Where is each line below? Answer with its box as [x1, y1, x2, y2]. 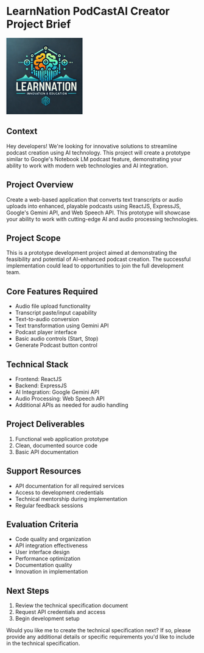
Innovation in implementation [15, 568, 88, 575]
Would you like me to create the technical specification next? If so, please [6, 627, 191, 634]
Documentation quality [15, 561, 72, 569]
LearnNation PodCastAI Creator [6, 4, 170, 18]
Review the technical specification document [15, 602, 128, 609]
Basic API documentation [15, 448, 79, 456]
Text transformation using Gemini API [15, 322, 109, 329]
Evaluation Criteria [6, 519, 79, 530]
